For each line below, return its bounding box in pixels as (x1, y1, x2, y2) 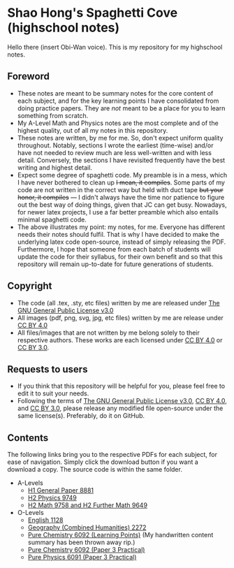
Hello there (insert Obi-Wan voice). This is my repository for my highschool (7, 43, 223, 51)
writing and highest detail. (17, 163, 93, 172)
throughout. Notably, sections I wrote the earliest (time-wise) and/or (17, 141, 214, 150)
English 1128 (27, 516, 64, 525)
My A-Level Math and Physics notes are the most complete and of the (17, 119, 219, 127)
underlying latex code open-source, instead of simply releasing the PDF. (17, 238, 226, 246)
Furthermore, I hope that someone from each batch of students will (17, 245, 211, 253)
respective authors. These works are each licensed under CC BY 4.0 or (17, 335, 223, 344)
